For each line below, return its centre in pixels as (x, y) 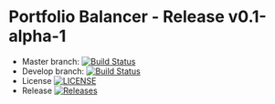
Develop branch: (53, 71)
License (37, 80)
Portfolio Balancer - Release (116, 17)
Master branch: (50, 61)
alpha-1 (37, 36)
